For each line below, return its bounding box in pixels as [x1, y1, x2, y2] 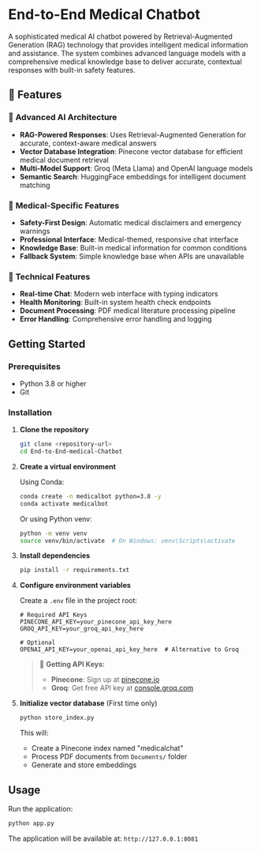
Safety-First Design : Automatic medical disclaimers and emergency [19, 217, 242, 227]
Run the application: [8, 804, 73, 814]
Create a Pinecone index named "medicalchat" [31, 744, 184, 753]
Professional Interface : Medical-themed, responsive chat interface [19, 235, 239, 244]
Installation [8, 407, 53, 418]
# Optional [19, 638, 56, 647]
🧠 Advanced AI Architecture [8, 112, 117, 123]
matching [19, 180, 50, 190]
